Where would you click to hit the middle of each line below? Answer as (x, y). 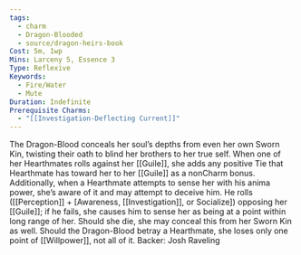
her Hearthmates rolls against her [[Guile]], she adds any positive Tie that (146, 164)
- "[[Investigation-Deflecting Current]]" (99, 118)
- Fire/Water (42, 85)
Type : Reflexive (40, 69)
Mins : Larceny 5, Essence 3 (63, 60)
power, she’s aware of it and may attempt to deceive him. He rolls (131, 193)
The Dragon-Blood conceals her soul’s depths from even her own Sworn (145, 145)
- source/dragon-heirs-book (71, 43)
